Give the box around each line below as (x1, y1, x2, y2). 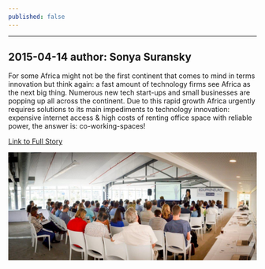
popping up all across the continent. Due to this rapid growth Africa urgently (8, 96, 256, 106)
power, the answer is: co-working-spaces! (8, 121, 146, 131)
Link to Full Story (8, 136, 63, 146)
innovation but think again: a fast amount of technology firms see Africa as (8, 80, 251, 89)
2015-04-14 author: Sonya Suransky (8, 50, 192, 64)
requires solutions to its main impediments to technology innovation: (8, 105, 230, 114)
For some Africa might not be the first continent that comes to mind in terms (8, 71, 256, 80)
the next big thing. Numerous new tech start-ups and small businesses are (8, 88, 251, 98)
